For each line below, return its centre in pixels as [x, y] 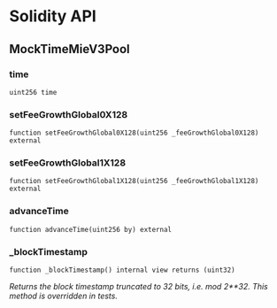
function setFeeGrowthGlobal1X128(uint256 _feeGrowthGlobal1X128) [134, 181]
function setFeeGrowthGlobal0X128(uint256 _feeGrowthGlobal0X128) [134, 133]
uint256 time [33, 92]
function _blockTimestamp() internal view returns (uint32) [123, 270]
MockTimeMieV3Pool [69, 49]
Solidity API [53, 16]
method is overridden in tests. [63, 296]
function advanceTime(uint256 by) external [91, 229]
